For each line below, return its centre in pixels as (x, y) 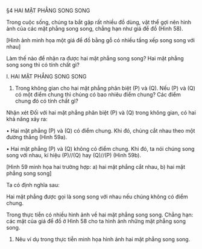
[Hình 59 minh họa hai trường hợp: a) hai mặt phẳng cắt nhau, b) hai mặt (96, 167)
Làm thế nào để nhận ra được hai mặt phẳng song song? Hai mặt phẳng (95, 58)
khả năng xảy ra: (27, 119)
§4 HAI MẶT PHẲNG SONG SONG (48, 11)
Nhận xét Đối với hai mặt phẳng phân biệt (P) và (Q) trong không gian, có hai (101, 112)
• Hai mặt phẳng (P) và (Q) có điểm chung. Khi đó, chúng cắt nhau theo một (101, 131)
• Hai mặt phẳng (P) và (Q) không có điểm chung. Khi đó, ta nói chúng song (100, 149)
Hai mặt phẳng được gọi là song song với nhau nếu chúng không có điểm (97, 197)
